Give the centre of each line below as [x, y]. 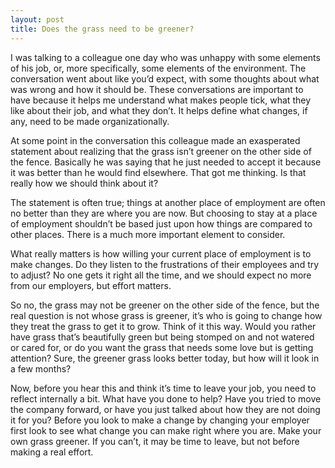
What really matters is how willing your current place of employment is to [161, 253]
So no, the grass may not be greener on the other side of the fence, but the [165, 305]
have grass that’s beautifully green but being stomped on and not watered [162, 337]
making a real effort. [52, 452]
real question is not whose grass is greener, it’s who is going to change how [166, 315]
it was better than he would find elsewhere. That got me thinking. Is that [158, 172]
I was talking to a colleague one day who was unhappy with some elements [165, 57]
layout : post [37, 19]
